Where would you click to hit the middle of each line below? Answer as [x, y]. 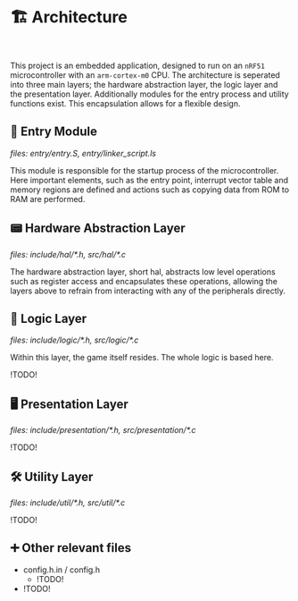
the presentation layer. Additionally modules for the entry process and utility [149, 94]
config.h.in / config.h [62, 570]
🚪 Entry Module [54, 132]
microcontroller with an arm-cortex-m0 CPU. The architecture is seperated [145, 75]
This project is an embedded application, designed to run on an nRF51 [138, 65]
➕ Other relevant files [71, 548]
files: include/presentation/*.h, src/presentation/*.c [103, 430]
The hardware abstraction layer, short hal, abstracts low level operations [143, 271]
